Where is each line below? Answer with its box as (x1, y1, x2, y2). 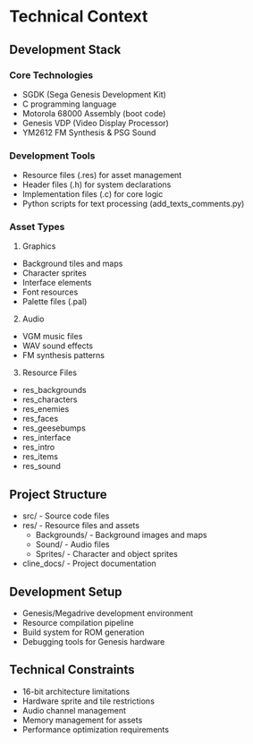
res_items (21, 451, 58, 462)
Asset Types (9, 221, 65, 234)
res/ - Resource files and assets (21, 520, 140, 531)
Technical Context (9, 6, 148, 27)
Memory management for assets (21, 714, 143, 725)
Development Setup (9, 584, 122, 599)
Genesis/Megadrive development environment (21, 608, 194, 619)
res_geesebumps (21, 423, 87, 433)
